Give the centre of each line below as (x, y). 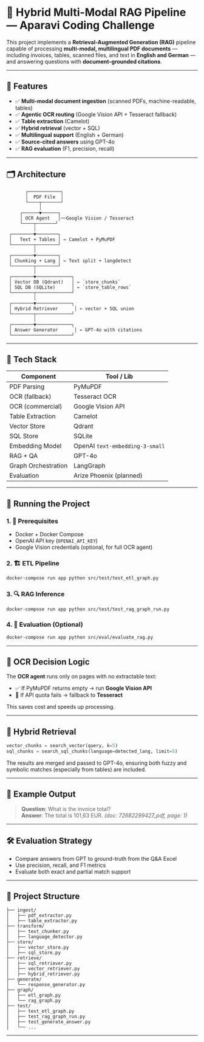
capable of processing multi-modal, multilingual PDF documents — (92, 49)
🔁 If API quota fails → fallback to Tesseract (69, 695)
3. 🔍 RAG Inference (36, 594)
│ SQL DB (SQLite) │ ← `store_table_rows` (70, 287)
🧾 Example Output (41, 794)
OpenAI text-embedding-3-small (119, 446)
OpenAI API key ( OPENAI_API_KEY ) (56, 541)
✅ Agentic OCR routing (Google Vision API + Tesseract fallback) (96, 114)
